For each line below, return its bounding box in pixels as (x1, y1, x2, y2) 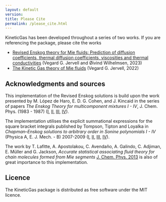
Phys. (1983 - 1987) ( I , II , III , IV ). (5, 108, 69, 114)
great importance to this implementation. (5, 159, 88, 165)
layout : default (5, 7, 39, 12)
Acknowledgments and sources (5, 80, 106, 88)
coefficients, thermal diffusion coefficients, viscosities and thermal (12, 55, 149, 61)
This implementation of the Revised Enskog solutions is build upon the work (5, 93, 160, 99)
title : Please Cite (5, 16, 46, 21)
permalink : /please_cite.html (5, 21, 68, 26)
